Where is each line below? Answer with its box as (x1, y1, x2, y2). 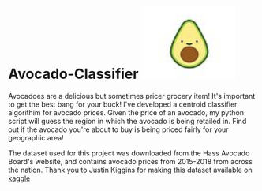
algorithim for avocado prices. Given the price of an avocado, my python (8, 107, 245, 117)
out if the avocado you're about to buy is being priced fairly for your (8, 125, 229, 134)
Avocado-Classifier (8, 66, 139, 83)
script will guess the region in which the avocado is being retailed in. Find (8, 116, 247, 125)
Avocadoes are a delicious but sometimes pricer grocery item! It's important (8, 91, 256, 100)
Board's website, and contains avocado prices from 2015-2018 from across (8, 156, 253, 166)
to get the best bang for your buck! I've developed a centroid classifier (8, 99, 238, 109)
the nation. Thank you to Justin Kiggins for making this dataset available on (8, 165, 253, 174)
